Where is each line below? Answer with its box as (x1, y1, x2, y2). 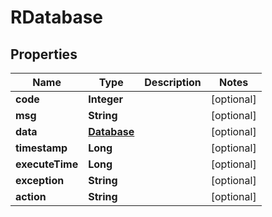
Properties (10, 46, 78, 63)
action (15, 190, 47, 203)
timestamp (15, 141, 68, 155)
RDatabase (10, 6, 104, 29)
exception (15, 174, 65, 187)
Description (144, 76, 202, 89)
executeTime (15, 157, 79, 171)
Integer (88, 92, 124, 106)
